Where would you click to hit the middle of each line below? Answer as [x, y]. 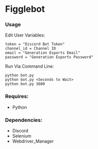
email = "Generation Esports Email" [43, 53]
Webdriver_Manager [33, 141]
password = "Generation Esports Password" [49, 57]
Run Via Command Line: [30, 66]
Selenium [22, 136]
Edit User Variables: [25, 35]
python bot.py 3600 [25, 84]
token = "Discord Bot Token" [35, 44]
